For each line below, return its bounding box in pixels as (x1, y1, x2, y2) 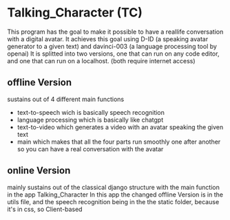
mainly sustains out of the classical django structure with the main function (7, 183, 220, 191)
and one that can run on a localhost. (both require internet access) (7, 56, 196, 65)
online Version (7, 165, 71, 177)
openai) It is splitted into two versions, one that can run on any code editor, (7, 49, 220, 58)
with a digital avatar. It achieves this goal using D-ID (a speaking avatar (7, 34, 209, 43)
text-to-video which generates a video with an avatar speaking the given (17, 122, 224, 131)
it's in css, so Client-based (7, 205, 83, 213)
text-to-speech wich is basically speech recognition (17, 108, 165, 116)
